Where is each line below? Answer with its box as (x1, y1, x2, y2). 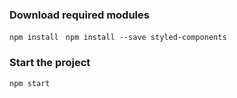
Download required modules (9, 8, 150, 22)
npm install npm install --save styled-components (9, 33, 227, 43)
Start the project (9, 56, 91, 70)
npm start (9, 78, 51, 88)
